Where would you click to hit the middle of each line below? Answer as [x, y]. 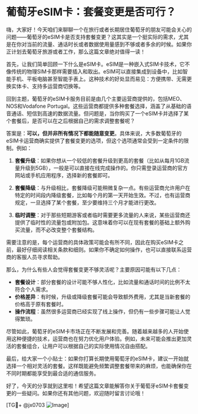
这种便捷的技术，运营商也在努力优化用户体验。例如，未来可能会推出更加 [99, 339]
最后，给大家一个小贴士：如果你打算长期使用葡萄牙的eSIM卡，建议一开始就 [98, 358]
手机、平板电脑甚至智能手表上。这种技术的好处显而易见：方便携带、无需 [99, 79]
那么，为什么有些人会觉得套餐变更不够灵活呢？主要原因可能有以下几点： [94, 269]
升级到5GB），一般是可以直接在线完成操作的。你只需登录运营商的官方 [104, 168]
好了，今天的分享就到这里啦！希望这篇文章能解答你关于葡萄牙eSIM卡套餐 [95, 386]
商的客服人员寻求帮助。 [34, 257]
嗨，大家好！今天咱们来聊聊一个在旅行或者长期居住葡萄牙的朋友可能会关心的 [99, 29]
